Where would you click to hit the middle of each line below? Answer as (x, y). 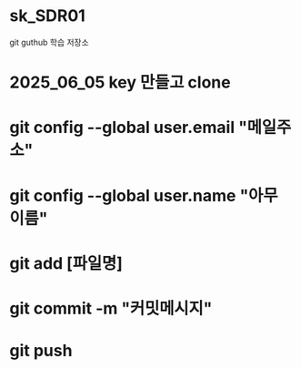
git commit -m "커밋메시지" (111, 308)
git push (41, 351)
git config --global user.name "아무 (144, 195)
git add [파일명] (66, 263)
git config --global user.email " (129, 128)
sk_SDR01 (48, 16)
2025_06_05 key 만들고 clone (120, 82)
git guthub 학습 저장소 (49, 42)
